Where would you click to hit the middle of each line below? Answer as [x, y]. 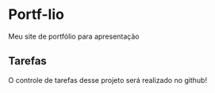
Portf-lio [36, 15]
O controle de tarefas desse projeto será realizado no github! [108, 80]
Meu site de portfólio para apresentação [74, 36]
